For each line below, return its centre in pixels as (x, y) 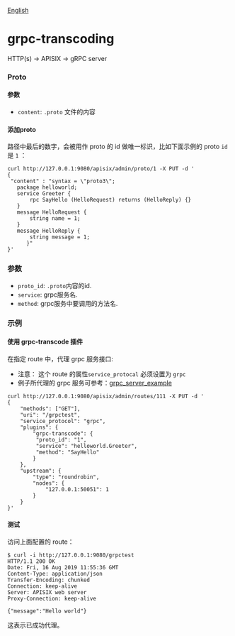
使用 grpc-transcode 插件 (45, 342)
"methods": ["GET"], (50, 409)
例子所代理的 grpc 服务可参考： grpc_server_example (94, 383)
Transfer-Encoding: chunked (49, 580)
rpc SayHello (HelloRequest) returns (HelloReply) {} (110, 200)
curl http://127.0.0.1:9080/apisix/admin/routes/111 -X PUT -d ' (105, 396)
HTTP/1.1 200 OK (31, 561)
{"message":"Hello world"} (47, 611)
